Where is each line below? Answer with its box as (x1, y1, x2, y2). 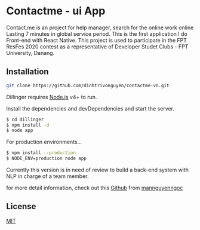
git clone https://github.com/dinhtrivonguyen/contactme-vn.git (6, 82, 170, 88)
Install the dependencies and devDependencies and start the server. (6, 105, 175, 112)
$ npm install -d (6, 122, 50, 128)
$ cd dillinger (6, 116, 44, 122)
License (6, 201, 36, 211)
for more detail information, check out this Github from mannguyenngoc (6, 184, 183, 191)
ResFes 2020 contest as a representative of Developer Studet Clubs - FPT (6, 43, 189, 50)
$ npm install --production (6, 150, 76, 156)
